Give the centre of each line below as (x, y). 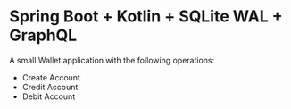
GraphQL (43, 35)
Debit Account (49, 96)
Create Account (51, 77)
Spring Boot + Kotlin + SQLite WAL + (146, 17)
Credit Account (50, 87)
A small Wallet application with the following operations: (112, 60)
